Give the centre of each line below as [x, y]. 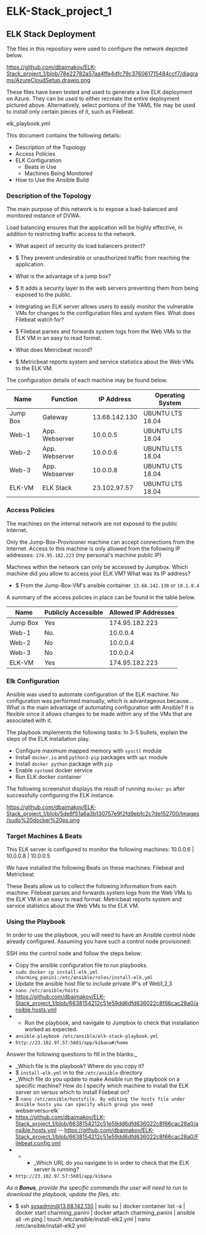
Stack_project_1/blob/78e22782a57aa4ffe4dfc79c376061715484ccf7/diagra [102, 74]
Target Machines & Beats [44, 836]
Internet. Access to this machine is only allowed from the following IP [93, 548]
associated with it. [29, 720]
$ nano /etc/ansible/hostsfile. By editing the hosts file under [100, 1099]
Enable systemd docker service [54, 770]
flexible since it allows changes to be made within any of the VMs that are [99, 714]
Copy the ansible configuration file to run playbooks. [82, 966]
